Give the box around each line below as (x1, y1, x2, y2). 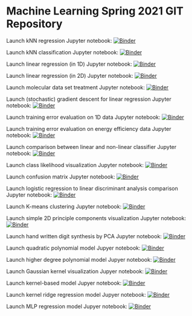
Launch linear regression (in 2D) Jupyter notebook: (6, 72, 133, 79)
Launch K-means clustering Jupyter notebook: (6, 203, 122, 210)
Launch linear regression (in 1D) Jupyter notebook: (6, 60, 133, 68)
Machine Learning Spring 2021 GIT (6, 4, 184, 18)
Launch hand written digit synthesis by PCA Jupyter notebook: (6, 232, 162, 239)
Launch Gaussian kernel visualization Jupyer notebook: (6, 267, 144, 275)
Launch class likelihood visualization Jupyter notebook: (6, 161, 144, 168)
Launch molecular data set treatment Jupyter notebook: (6, 83, 145, 91)
